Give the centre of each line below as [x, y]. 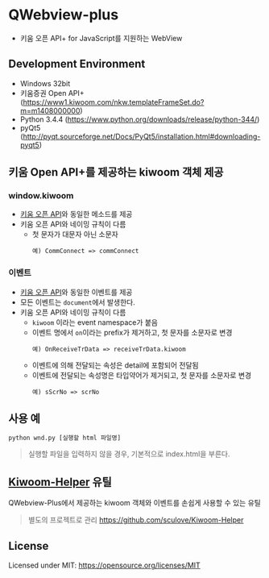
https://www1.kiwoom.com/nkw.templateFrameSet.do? [114, 102]
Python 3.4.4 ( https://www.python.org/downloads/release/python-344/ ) [140, 119]
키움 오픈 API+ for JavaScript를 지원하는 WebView [101, 38]
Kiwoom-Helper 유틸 [60, 482]
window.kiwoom [41, 196]
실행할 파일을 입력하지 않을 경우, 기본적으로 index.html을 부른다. [129, 454]
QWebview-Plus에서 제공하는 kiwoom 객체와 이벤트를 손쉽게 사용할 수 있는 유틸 [135, 503]
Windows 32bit [45, 83]
